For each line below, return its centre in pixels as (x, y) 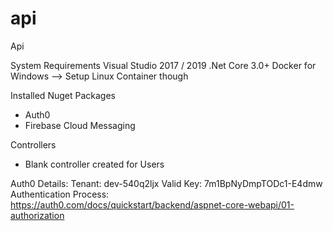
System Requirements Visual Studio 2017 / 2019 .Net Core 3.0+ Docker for (163, 65)
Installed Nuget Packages (63, 95)
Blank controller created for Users (94, 164)
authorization (37, 215)
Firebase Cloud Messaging (80, 125)
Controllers (33, 144)
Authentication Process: (60, 194)
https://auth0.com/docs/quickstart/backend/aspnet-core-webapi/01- (152, 204)
